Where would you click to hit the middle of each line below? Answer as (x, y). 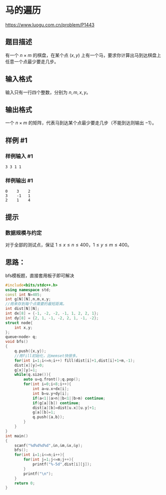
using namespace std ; (28, 290)
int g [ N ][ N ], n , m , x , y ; (28, 299)
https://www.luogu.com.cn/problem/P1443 (50, 25)
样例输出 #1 (19, 181)
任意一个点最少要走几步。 (32, 61)
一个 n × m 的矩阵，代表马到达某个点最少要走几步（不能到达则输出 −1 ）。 (81, 123)
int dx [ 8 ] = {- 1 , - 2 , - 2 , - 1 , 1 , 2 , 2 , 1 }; (52, 313)
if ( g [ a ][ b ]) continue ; (56, 403)
